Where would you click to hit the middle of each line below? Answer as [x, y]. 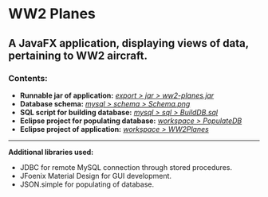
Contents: [28, 78]
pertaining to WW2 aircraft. [78, 55]
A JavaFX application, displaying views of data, [128, 43]
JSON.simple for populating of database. [87, 184]
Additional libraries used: [51, 152]
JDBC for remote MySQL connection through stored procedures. [126, 167]
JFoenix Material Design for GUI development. [96, 176]
